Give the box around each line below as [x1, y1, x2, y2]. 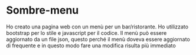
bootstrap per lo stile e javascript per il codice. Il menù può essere [6, 29, 167, 36]
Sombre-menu [6, 4, 79, 17]
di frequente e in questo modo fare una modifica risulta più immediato [6, 42, 176, 49]
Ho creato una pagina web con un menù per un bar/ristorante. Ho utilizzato [6, 23, 189, 30]
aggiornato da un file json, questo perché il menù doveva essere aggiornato [6, 35, 190, 43]
